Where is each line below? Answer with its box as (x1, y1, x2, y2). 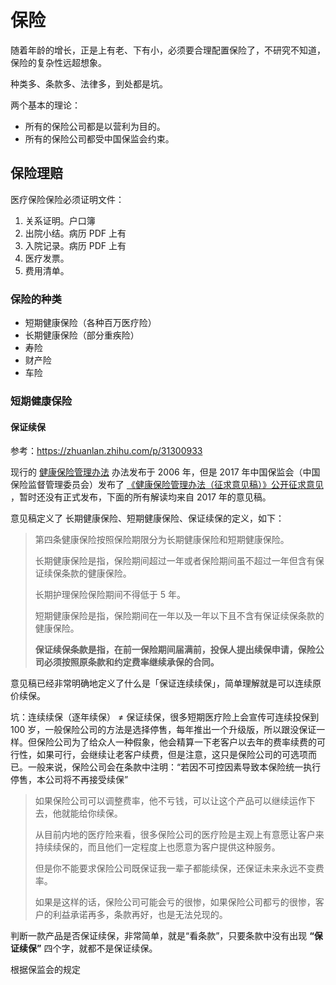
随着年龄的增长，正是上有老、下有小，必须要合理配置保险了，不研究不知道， (10, 44, 326, 56)
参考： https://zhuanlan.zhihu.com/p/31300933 (10, 445, 203, 457)
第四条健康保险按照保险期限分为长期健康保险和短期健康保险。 (34, 534, 290, 546)
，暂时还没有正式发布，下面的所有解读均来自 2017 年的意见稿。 (10, 491, 272, 503)
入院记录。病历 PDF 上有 (24, 239, 127, 251)
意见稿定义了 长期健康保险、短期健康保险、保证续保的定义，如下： (10, 512, 285, 525)
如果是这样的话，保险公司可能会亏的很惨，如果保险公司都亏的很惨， (34, 896, 316, 908)
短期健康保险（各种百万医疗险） (24, 317, 157, 329)
